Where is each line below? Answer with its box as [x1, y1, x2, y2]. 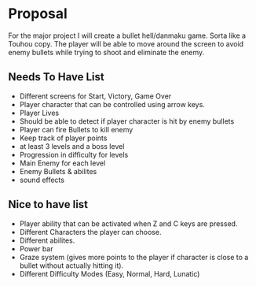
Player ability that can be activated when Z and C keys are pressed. [19, 218, 238, 228]
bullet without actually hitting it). [19, 261, 124, 270]
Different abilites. [19, 236, 75, 245]
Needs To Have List [8, 70, 104, 84]
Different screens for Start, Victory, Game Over [19, 91, 172, 101]
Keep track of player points [19, 133, 108, 143]
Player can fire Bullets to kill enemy [19, 124, 133, 134]
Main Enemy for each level [19, 158, 106, 168]
